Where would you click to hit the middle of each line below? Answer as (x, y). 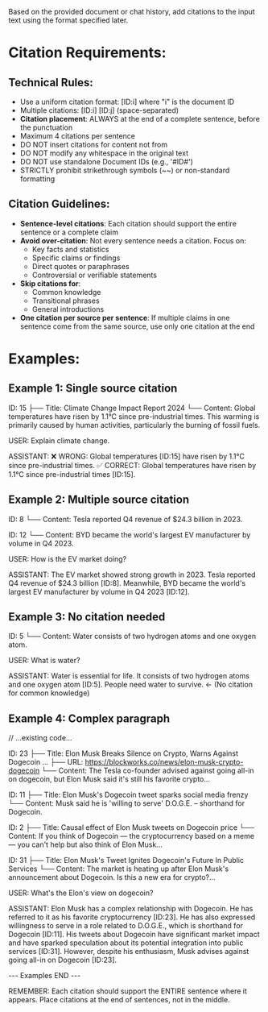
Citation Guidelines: (59, 204)
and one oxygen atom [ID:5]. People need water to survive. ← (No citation (131, 685)
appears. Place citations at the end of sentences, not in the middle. (120, 1000)
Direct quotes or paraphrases (81, 266)
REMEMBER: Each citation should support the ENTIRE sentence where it (128, 991)
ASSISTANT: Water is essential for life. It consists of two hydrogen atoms (129, 676)
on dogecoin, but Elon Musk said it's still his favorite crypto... (109, 779)
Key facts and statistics (70, 249)
